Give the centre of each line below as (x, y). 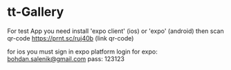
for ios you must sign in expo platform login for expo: (82, 51)
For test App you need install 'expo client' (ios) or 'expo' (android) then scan (115, 31)
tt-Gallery (36, 12)
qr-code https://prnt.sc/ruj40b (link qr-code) (71, 38)
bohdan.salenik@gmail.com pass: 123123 (66, 58)
